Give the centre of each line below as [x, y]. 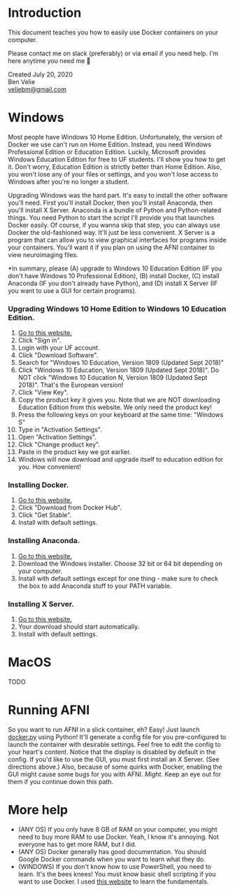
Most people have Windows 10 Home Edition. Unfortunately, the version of [115, 137]
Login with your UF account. [59, 348]
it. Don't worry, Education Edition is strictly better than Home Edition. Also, [115, 167]
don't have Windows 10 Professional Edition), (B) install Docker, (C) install [114, 275]
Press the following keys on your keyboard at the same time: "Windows [121, 415]
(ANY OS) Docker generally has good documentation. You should [112, 851]
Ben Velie [22, 81]
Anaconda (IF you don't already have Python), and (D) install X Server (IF [113, 283]
